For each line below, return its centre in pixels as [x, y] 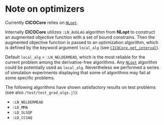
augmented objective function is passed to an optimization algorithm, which [82, 42]
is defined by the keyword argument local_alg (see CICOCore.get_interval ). [82, 47]
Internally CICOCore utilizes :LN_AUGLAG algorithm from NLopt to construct [80, 32]
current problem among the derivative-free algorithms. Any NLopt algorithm [81, 62]
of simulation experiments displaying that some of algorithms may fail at [78, 72]
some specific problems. [30, 78]
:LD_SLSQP [22, 113]
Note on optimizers [45, 9]
